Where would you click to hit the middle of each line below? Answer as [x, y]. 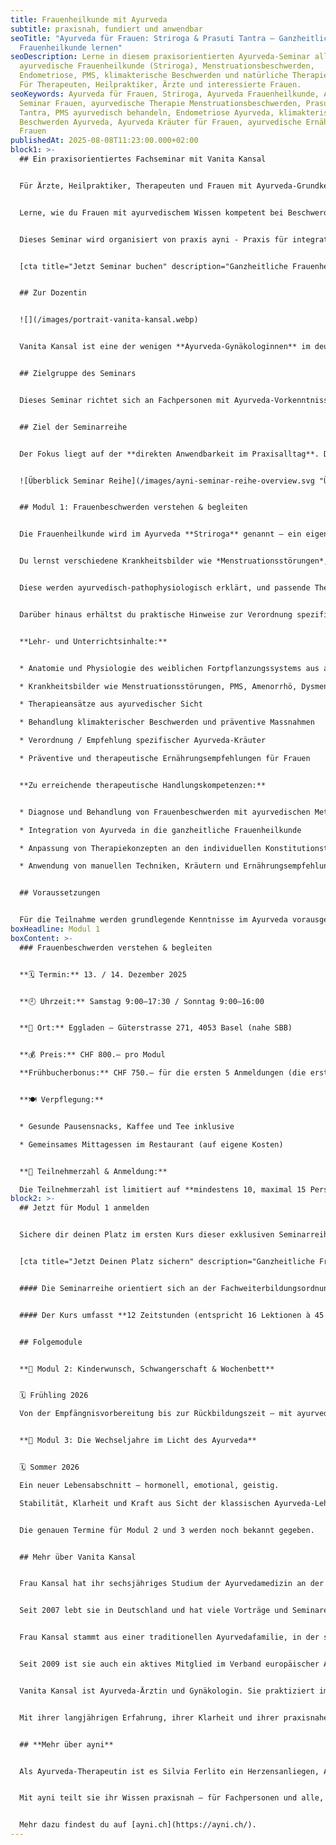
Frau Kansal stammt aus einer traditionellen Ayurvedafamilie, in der [169, 1637]
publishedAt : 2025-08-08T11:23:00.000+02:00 [104, 141]
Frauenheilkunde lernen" [71, 47]
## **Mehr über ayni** [66, 1744]
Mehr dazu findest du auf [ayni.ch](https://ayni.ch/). [138, 1825]
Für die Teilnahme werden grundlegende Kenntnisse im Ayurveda [153, 920]
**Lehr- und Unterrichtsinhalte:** [93, 641]
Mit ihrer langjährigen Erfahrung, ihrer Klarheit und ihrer [149, 1717]
